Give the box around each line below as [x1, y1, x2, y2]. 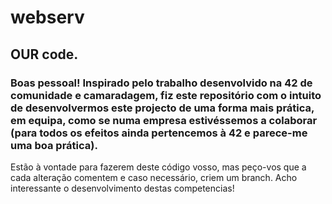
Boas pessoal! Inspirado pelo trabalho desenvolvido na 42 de [10, 76, 313, 90]
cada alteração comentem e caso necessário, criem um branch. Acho [10, 171, 298, 183]
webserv [10, 6, 85, 29]
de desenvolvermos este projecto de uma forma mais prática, [10, 101, 315, 115]
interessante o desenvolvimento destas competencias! [10, 182, 235, 194]
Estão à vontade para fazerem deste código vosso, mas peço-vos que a [10, 161, 307, 173]
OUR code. [10, 46, 79, 63]
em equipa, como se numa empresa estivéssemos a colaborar [10, 113, 318, 127]
